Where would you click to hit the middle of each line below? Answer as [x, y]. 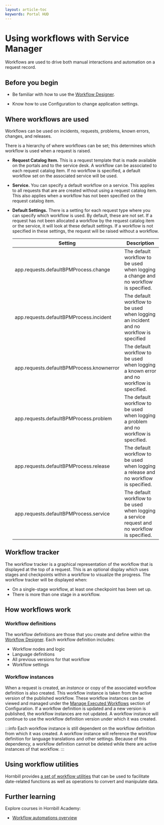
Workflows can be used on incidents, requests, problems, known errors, [78, 131]
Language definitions [33, 654]
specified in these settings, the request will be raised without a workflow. [85, 231]
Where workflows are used [47, 119]
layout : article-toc [26, 10]
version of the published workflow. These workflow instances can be [74, 698]
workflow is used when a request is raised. [48, 151]
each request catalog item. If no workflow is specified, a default [76, 171]
